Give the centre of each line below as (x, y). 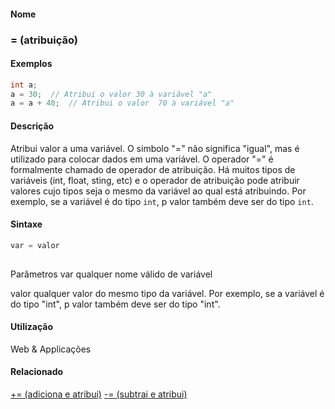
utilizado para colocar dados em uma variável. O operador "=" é (142, 159)
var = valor (35, 245)
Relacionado (37, 372)
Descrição (32, 126)
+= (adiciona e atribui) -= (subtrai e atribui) (99, 394)
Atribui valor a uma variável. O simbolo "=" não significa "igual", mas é (155, 148)
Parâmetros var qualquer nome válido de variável (111, 274)
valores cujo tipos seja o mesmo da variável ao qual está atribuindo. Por (158, 191)
